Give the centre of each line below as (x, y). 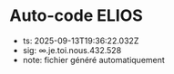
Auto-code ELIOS (76, 16)
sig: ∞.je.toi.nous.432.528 (72, 50)
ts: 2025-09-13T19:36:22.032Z (81, 41)
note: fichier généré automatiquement (94, 60)
